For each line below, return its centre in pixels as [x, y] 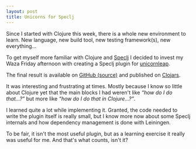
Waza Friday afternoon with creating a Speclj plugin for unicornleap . [88, 63]
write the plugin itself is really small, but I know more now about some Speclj [98, 116]
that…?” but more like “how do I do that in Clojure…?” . [71, 98]
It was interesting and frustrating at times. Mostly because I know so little [94, 86]
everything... [21, 46]
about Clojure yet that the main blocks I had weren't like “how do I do [89, 92]
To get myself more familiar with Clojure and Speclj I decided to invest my [95, 57]
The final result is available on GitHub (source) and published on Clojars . [93, 75]
